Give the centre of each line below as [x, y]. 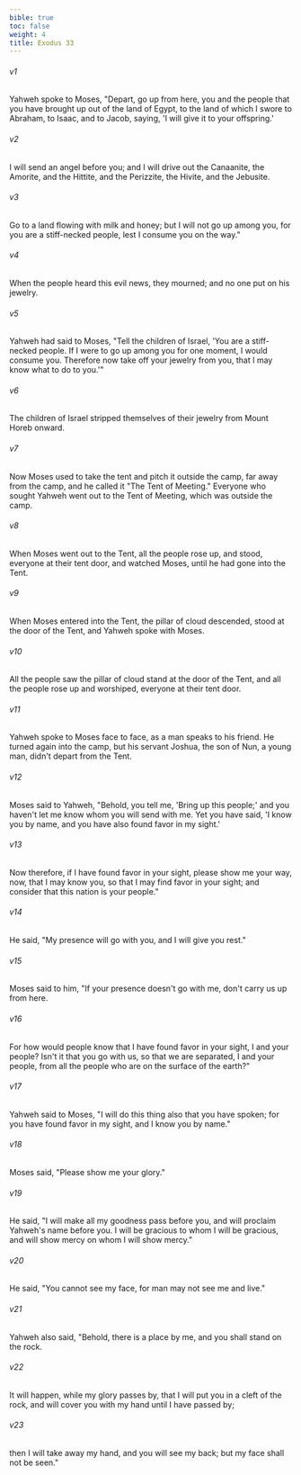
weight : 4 [28, 34]
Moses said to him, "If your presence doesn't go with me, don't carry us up [148, 989]
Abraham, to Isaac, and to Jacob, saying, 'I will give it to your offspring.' [142, 119]
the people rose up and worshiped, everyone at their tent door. [125, 688]
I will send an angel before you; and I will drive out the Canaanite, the [137, 166]
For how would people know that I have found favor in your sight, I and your [149, 1047]
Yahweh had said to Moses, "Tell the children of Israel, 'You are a [129, 341]
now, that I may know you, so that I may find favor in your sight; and [134, 882]
